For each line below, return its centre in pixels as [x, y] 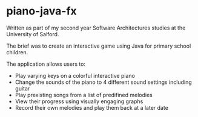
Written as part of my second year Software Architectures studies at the [96, 28]
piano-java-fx [41, 11]
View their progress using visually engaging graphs [79, 101]
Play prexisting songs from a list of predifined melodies [84, 95]
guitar [22, 88]
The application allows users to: [46, 64]
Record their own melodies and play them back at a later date [91, 107]
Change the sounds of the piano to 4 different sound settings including [103, 82]
